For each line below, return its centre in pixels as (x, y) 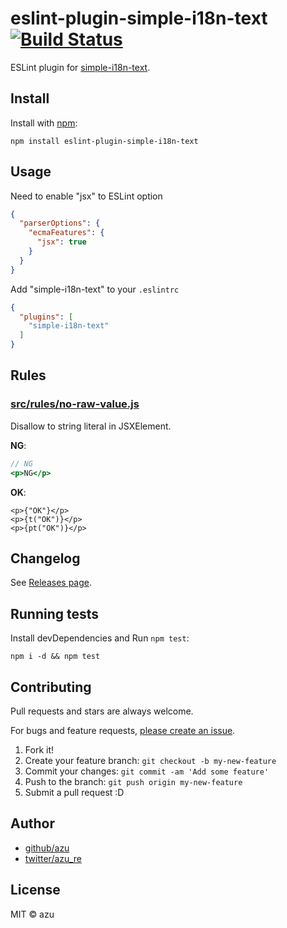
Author (32, 823)
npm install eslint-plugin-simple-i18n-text (104, 141)
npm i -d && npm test (55, 657)
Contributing (51, 687)
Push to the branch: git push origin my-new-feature (133, 781)
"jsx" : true (61, 242)
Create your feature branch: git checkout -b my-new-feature (150, 760)
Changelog (45, 558)
